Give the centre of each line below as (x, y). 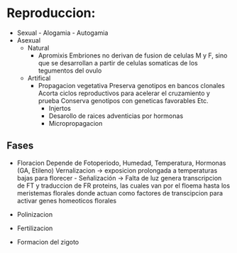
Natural (38, 48)
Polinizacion (35, 214)
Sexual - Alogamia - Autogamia (62, 33)
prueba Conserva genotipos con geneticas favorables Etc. (123, 100)
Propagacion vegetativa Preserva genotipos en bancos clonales (131, 85)
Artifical (39, 78)
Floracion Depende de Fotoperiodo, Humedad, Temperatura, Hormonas (121, 163)
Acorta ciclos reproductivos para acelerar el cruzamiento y (124, 93)
